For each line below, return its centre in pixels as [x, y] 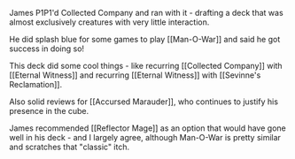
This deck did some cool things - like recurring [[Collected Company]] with [146, 66]
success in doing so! [47, 49]
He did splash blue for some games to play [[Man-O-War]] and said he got [145, 39]
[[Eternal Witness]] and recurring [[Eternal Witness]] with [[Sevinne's [135, 75]
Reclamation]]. [36, 84]
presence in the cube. [49, 111]
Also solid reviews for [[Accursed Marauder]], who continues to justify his [144, 102]
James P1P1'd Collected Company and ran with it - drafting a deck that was [146, 13]
